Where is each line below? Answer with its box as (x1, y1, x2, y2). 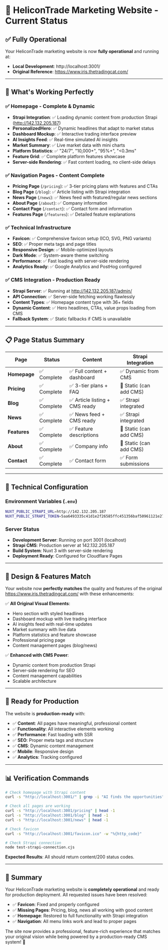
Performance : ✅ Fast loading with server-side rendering (12, 258, 129, 264)
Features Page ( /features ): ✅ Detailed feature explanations (12, 211, 136, 217)
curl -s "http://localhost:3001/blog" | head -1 (5, 813, 108, 818)
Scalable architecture (12, 678, 56, 684)
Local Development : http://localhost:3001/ (12, 64, 100, 69)
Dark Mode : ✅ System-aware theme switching (12, 252, 109, 258)
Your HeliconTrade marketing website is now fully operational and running (5, 49, 159, 54)
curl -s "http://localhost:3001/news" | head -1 (5, 817, 108, 822)
